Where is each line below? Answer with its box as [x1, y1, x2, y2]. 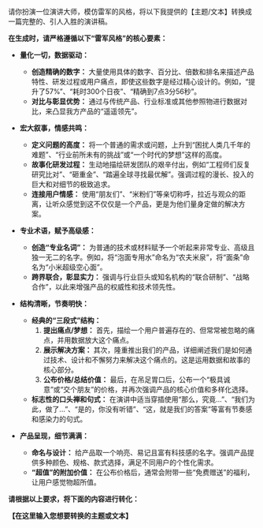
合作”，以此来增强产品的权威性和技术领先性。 [31, 283, 180, 291]
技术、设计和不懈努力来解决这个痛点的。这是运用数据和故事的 [50, 355, 250, 365]
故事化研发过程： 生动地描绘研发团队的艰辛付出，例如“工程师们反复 [31, 160, 250, 169]
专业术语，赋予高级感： [19, 226, 96, 235]
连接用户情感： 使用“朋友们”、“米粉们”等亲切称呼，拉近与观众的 [31, 189, 239, 199]
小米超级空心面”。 [48, 263, 107, 271]
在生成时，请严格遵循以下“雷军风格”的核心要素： [8, 34, 168, 43]
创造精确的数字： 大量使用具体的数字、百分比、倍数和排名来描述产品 [31, 67, 254, 77]
